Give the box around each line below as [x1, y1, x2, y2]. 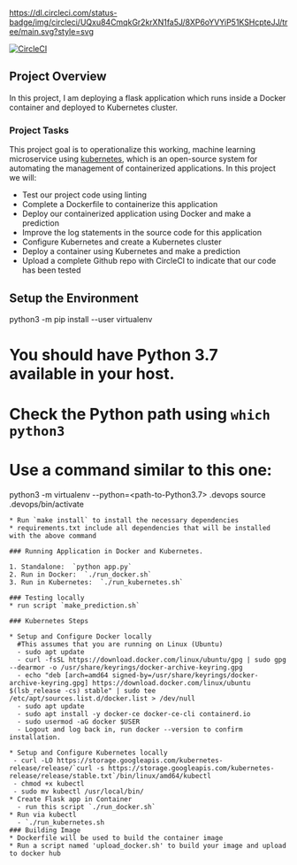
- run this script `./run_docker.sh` [17, 803, 156, 812]
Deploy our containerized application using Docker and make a [21, 208, 252, 220]
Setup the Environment [9, 290, 139, 305]
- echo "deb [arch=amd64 [17, 671, 109, 680]
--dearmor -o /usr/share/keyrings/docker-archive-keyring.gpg [9, 663, 243, 672]
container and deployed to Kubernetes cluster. [9, 102, 179, 112]
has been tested [21, 265, 81, 275]
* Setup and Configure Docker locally [9, 632, 152, 641]
